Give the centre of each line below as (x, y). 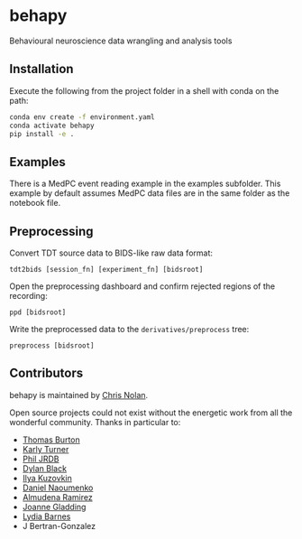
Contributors (46, 373)
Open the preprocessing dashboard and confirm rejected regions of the (142, 286)
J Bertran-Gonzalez (59, 525)
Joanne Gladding (54, 506)
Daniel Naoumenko (58, 488)
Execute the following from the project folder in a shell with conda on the (144, 90)
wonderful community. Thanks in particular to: (95, 422)
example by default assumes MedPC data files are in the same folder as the (150, 193)
